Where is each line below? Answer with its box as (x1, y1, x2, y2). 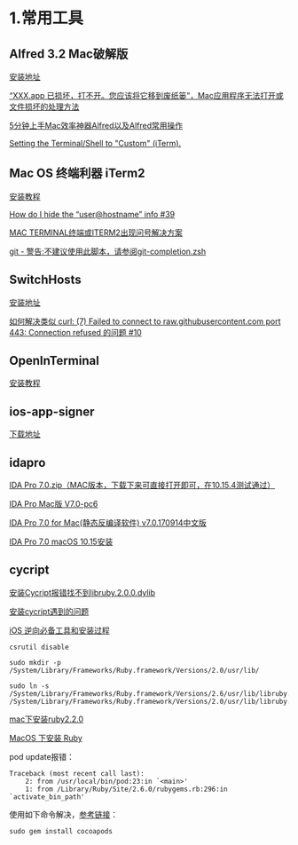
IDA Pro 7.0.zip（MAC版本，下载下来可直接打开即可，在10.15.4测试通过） (9, 480, 276, 491)
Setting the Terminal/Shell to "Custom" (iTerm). (9, 138, 182, 148)
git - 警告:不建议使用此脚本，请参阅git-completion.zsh (9, 246, 207, 257)
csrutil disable (9, 643, 69, 652)
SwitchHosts (9, 272, 82, 288)
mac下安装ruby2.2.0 (9, 714, 84, 724)
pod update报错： (9, 751, 75, 762)
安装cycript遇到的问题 (9, 605, 90, 617)
